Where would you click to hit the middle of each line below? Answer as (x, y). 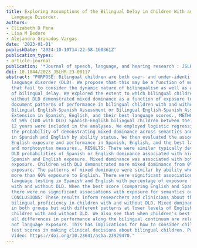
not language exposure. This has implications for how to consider (96, 224)
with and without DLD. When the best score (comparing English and (96, 186)
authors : (17, 22)
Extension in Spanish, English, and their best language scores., (94, 115)
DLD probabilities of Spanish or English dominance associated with (97, 153)
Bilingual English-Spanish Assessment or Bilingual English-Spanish (97, 110)
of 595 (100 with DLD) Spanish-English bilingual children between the (101, 121)
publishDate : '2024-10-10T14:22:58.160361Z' (61, 50)
